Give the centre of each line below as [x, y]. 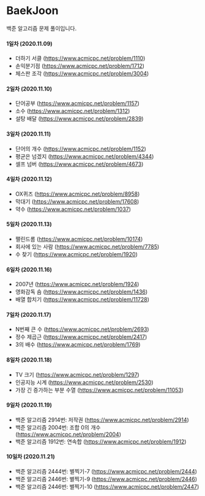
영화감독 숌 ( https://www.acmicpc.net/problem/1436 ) [81, 292]
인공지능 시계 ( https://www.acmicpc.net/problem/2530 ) [84, 382]
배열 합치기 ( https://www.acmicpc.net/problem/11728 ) [82, 300]
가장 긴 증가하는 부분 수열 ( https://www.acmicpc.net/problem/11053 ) [99, 390]
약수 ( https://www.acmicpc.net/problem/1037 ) [73, 209]
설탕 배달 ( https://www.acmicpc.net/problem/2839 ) [79, 119]
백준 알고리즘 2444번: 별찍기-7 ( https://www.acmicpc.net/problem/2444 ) [106, 471]
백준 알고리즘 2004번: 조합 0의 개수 [58, 427]
